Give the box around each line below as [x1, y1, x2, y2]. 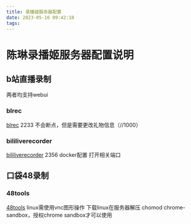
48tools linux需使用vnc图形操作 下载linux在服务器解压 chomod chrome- [6, 203, 186, 211]
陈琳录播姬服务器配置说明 [6, 48, 135, 62]
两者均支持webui [6, 91, 49, 99]
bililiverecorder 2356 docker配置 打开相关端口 [6, 151, 121, 158]
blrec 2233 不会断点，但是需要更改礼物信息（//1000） [6, 121, 141, 128]
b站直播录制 [6, 74, 52, 84]
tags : [6, 20, 20, 26]
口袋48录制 [6, 171, 49, 181]
